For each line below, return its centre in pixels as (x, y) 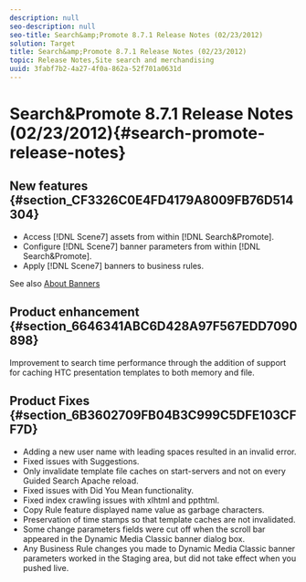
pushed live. (46, 567)
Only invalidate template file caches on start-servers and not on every (154, 471)
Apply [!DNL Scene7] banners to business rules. (113, 265)
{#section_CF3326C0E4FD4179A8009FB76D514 (152, 200)
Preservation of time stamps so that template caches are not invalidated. (159, 519)
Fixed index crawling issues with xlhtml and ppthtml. (121, 500)
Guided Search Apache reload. (80, 481)
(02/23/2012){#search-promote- (137, 134)
